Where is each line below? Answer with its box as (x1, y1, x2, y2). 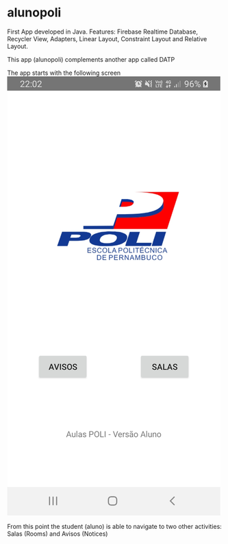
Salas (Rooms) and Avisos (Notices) (7, 530, 108, 538)
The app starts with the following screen (7, 69, 121, 77)
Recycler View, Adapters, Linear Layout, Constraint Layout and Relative (7, 34, 207, 43)
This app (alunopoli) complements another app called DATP (7, 55, 175, 63)
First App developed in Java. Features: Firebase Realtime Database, (7, 27, 199, 36)
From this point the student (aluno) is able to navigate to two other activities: (7, 522, 223, 530)
